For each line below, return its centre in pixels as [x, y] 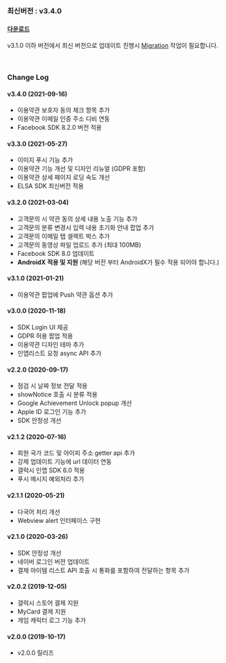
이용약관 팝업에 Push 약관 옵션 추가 [65, 294]
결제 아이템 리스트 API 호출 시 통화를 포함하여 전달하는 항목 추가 [103, 570]
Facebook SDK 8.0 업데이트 [56, 253]
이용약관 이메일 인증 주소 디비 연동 [63, 119]
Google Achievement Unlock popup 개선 [75, 403]
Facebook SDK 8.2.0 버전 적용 [59, 128]
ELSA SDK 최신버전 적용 [51, 186]
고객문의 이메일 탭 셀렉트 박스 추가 [63, 236]
